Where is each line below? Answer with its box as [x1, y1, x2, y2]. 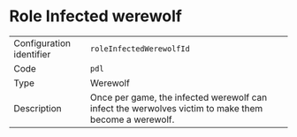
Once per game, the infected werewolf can [89, 91, 268, 103]
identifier [13, 48, 51, 60]
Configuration [13, 37, 71, 49]
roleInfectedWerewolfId [89, 43, 190, 54]
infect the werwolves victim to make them [89, 102, 263, 114]
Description [13, 102, 62, 114]
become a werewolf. [89, 113, 175, 126]
